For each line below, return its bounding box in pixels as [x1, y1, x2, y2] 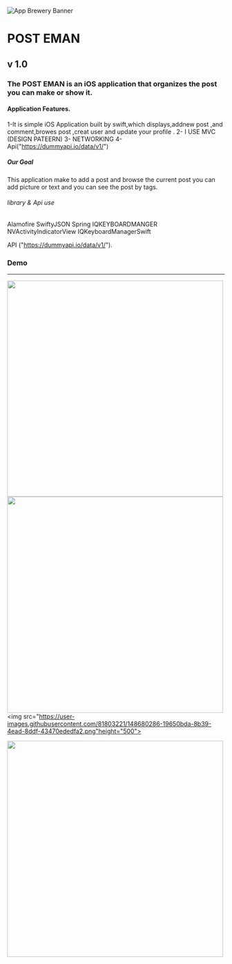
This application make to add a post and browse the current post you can [7, 175, 215, 183]
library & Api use [7, 198, 55, 207]
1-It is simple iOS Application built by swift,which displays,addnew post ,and [7, 120, 223, 128]
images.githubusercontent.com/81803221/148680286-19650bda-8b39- [7, 720, 212, 728]
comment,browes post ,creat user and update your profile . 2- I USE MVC [7, 127, 216, 136]
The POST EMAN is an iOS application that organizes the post [7, 79, 217, 89]
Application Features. [7, 104, 71, 113]
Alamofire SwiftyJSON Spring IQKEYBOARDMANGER [7, 220, 157, 228]
